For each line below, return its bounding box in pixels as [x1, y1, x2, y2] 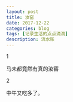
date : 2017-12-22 [6, 20, 50, 26]
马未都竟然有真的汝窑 [6, 65, 59, 72]
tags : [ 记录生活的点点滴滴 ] [6, 31, 68, 37]
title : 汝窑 [6, 14, 34, 20]
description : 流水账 [6, 36, 55, 42]
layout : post [6, 8, 39, 15]
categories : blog [6, 25, 50, 32]
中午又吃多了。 [6, 89, 43, 96]
